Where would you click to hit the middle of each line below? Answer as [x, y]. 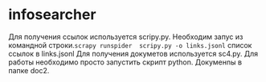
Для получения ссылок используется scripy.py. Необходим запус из [126, 37]
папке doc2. [29, 70]
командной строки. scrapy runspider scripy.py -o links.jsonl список [130, 45]
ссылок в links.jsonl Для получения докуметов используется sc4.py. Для [133, 53]
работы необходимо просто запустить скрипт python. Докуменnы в [125, 62]
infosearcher [52, 15]
